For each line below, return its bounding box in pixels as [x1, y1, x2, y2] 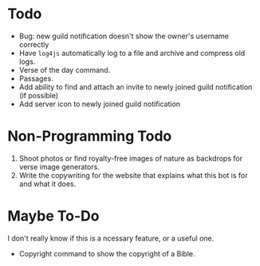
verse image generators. [18, 161, 100, 172]
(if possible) [18, 90, 59, 100]
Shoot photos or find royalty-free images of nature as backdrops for [18, 153, 242, 163]
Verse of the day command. [18, 65, 111, 74]
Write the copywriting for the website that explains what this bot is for [18, 170, 248, 180]
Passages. [18, 73, 53, 83]
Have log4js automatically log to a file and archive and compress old [18, 48, 246, 58]
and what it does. [18, 179, 77, 189]
